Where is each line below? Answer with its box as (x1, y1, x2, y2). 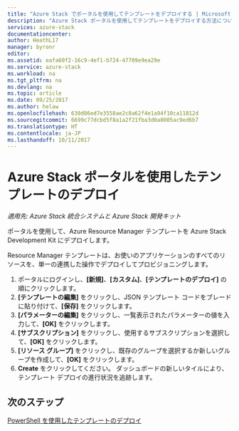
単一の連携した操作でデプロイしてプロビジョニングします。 (38, 260, 212, 269)
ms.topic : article (7, 90, 62, 97)
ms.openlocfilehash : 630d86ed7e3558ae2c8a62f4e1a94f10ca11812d (7, 110, 199, 117)
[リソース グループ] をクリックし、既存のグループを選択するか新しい (17, 346, 218, 355)
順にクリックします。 (17, 284, 80, 293)
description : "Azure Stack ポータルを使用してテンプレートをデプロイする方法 (7, 17, 217, 24)
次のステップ (7, 396, 64, 408)
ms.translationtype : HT (7, 123, 78, 130)
